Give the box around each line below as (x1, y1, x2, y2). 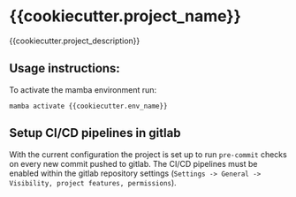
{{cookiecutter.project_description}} (9, 35, 140, 46)
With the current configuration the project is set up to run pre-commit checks (9, 148, 287, 160)
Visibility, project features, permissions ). (9, 177, 177, 187)
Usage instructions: (9, 61, 121, 76)
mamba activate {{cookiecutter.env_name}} (9, 102, 168, 110)
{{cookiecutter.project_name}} (9, 6, 241, 27)
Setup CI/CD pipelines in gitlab (9, 125, 181, 140)
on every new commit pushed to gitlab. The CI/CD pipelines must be (9, 158, 258, 169)
